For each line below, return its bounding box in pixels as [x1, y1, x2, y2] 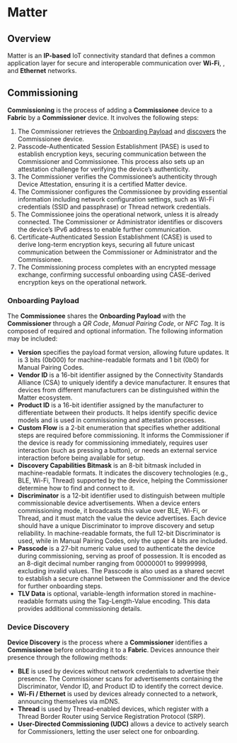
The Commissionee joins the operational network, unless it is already [17, 210, 219, 219]
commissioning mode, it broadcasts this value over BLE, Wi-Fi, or [17, 507, 208, 515]
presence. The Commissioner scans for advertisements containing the [17, 675, 223, 683]
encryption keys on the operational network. [17, 277, 147, 286]
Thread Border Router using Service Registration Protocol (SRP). [17, 712, 206, 721]
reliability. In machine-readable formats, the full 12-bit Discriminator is [17, 529, 221, 538]
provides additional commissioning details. [17, 605, 142, 613]
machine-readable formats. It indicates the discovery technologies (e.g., [17, 469, 229, 478]
